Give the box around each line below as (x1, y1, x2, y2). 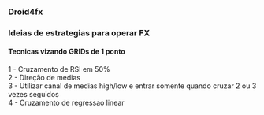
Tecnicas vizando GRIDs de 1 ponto (8, 46, 126, 57)
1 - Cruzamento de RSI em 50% (8, 65, 110, 74)
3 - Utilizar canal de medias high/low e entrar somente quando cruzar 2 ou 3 (8, 81, 257, 91)
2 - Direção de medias (8, 73, 81, 83)
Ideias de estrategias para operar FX (8, 27, 151, 38)
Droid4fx (8, 6, 43, 17)
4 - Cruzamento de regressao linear (8, 98, 125, 108)
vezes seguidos (8, 90, 59, 99)
